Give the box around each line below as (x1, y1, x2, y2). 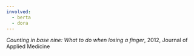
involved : (6, 8, 32, 15)
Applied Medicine (6, 43, 50, 50)
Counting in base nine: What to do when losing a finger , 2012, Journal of (6, 37, 188, 44)
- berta (12, 14, 32, 20)
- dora (12, 20, 28, 26)
